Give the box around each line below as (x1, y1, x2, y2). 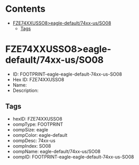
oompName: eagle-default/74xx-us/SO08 (12, 148, 101, 154)
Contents (5, 3, 46, 15)
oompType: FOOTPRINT (12, 121, 63, 127)
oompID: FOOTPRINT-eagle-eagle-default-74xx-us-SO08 (12, 154, 134, 160)
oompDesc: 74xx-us (12, 137, 56, 144)
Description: (12, 87, 39, 93)
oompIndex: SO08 (12, 143, 51, 149)
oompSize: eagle (12, 126, 49, 133)
